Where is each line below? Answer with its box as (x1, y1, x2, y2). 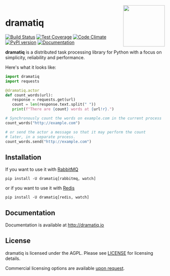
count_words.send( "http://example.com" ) (5, 139, 92, 144)
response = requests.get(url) (12, 97, 76, 103)
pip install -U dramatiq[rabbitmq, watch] (5, 176, 96, 181)
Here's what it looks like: (5, 64, 57, 70)
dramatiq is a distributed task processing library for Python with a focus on (5, 49, 162, 55)
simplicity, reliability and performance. (5, 54, 85, 60)
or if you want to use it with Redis (5, 185, 75, 191)
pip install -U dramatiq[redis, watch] (5, 195, 90, 200)
